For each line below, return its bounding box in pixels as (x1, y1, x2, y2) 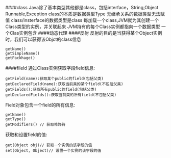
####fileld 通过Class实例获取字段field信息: (5, 65, 95, 71)
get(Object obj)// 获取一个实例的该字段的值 (5, 143, 92, 148)
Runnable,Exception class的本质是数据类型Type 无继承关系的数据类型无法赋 (5, 11, 165, 17)
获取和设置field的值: (5, 131, 47, 138)
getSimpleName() (5, 51, 40, 56)
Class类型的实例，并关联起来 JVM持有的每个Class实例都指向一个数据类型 (5, 23, 160, 30)
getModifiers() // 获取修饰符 (5, 122, 66, 127)
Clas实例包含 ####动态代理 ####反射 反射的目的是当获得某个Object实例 (9, 30, 162, 36)
